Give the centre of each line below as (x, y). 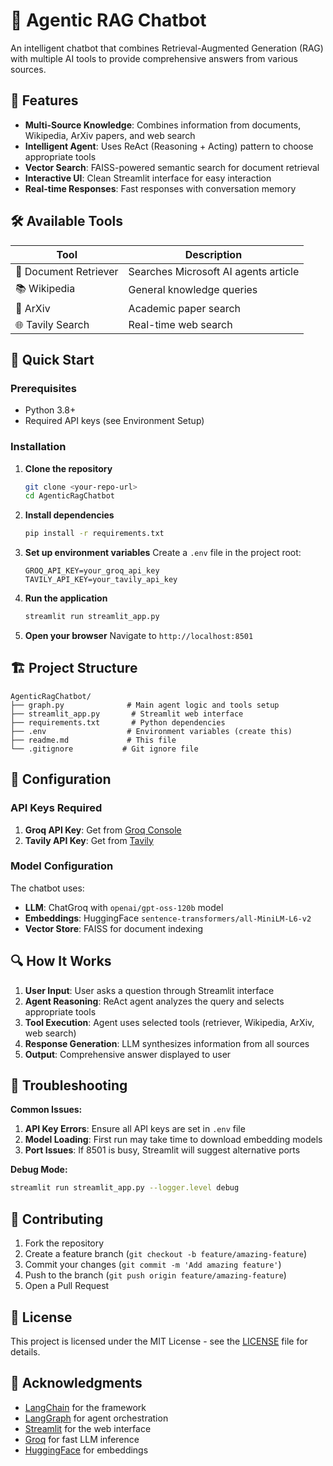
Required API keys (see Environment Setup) (114, 421)
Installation (38, 447)
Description (213, 254)
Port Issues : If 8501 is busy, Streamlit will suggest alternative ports (162, 1150)
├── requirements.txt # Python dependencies (118, 722)
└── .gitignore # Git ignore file (104, 749)
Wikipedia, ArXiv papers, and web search (110, 135)
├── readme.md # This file (93, 740)
